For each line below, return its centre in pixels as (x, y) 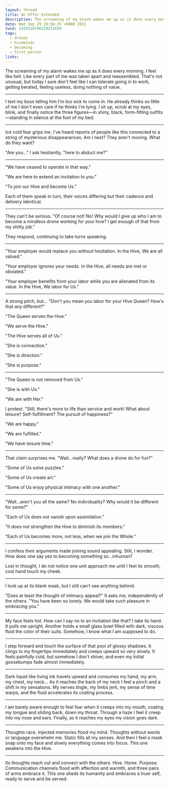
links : (12, 57)
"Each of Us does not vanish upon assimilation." (55, 517)
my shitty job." (20, 227)
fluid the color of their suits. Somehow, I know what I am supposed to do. (81, 632)
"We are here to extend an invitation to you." (51, 177)
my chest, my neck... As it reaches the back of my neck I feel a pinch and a (83, 682)
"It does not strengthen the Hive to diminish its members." (65, 527)
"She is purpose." (23, 365)
